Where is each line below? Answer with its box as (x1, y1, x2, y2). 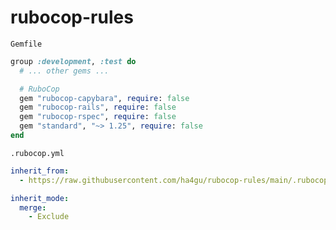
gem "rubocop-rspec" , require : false (19, 112, 177, 122)
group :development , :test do (10, 56, 137, 66)
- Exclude (28, 212, 70, 222)
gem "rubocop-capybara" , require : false (19, 93, 190, 103)
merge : (19, 202, 47, 213)
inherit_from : (10, 166, 70, 176)
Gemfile (10, 39, 43, 49)
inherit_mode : (10, 193, 70, 203)
